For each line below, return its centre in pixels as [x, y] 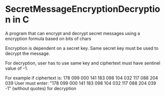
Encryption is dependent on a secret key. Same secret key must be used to [82, 48]
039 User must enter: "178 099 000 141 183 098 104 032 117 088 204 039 [81, 83]
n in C [17, 20]
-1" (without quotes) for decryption [41, 88]
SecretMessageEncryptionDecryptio [83, 9]
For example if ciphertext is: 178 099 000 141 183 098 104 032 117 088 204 [82, 78]
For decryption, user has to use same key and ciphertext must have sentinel [83, 63]
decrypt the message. [28, 53]
